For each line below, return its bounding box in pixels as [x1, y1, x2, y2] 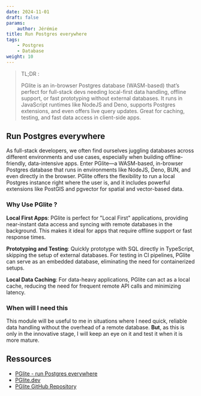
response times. [6, 233, 46, 241]
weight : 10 [6, 54, 34, 60]
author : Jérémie [17, 25, 58, 32]
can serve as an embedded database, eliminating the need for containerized [6, 258, 195, 265]
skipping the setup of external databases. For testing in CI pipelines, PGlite [6, 251, 191, 259]
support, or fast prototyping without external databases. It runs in [20, 94, 183, 102]
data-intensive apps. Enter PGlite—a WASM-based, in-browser [28, 160, 184, 167]
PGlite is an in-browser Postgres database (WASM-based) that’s [20, 82, 180, 89]
